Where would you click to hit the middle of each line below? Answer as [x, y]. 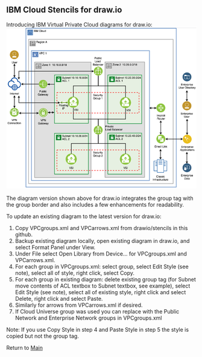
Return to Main [25, 348]
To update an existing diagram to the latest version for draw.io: [84, 216]
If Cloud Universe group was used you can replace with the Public [97, 312]
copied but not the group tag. [43, 336]
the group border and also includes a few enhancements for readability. [95, 205]
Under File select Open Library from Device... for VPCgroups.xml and [101, 254]
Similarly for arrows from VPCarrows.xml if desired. [79, 305]
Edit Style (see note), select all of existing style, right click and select [100, 292]
